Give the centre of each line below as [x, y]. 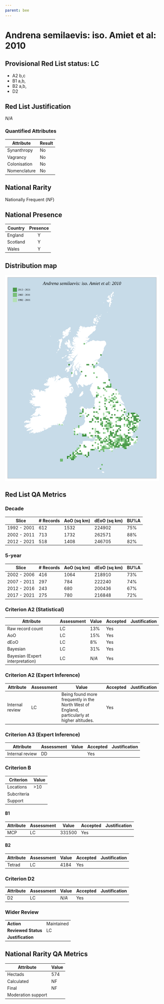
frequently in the [78, 700]
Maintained [58, 924]
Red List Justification [38, 107]
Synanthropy [20, 150]
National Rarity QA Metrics [46, 954]
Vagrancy [17, 157]
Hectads [16, 975]
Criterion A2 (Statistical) [35, 609]
